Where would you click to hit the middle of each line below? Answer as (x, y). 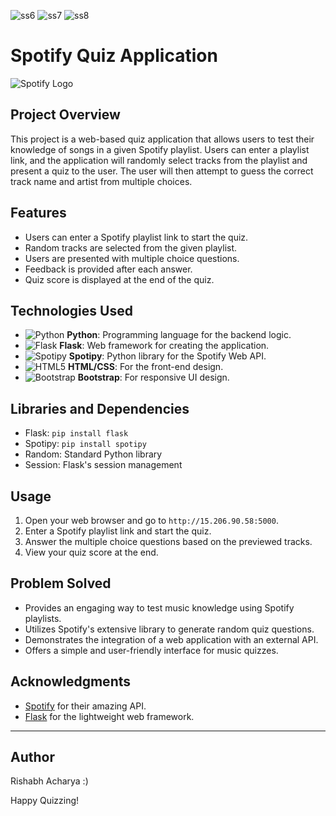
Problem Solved (61, 583)
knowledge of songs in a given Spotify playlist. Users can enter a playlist (160, 149)
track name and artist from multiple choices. (101, 181)
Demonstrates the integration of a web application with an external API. (171, 639)
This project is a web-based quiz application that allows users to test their (162, 139)
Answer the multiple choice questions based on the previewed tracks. (168, 541)
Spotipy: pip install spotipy (85, 444)
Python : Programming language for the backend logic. (179, 335)
